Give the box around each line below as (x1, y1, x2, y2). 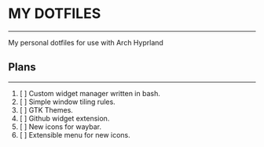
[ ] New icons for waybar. (19, 122, 102, 131)
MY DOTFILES (8, 5, 101, 23)
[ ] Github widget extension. (19, 113, 110, 123)
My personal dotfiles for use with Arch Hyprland (8, 38, 163, 47)
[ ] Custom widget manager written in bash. (19, 88, 161, 98)
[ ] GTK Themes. (19, 105, 73, 114)
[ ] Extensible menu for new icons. (19, 130, 131, 139)
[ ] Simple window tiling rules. (19, 97, 115, 106)
